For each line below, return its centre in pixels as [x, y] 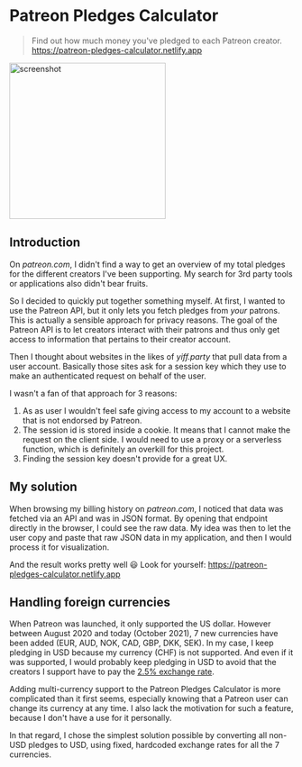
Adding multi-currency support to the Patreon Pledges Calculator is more [145, 689]
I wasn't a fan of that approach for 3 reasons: [93, 393]
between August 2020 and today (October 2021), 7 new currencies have [144, 634]
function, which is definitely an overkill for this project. [123, 449]
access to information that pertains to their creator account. [120, 339]
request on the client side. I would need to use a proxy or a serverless [152, 439]
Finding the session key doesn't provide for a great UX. [125, 458]
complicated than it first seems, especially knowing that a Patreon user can [149, 699]
